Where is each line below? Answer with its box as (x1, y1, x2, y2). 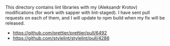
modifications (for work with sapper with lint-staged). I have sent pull (5, 9, 150, 15)
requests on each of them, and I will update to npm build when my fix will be (5, 15, 165, 20)
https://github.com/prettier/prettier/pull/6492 (12, 30, 107, 35)
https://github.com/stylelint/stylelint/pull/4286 (12, 35, 110, 41)
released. (5, 20, 25, 26)
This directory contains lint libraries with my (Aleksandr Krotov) (5, 4, 138, 10)
